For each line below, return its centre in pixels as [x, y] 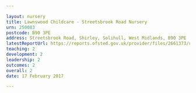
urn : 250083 [20, 27]
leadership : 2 [23, 60]
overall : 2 [19, 70]
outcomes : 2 [20, 65]
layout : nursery [26, 16]
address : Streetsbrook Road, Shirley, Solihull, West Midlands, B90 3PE [96, 38]
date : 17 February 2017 [35, 76]
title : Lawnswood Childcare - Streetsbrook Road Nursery [77, 22]
